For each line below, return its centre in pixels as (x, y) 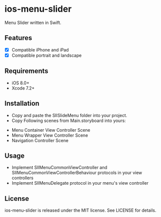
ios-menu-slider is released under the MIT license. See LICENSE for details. (80, 210)
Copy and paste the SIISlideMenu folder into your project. (69, 115)
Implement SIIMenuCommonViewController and (60, 168)
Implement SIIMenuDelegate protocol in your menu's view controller (80, 183)
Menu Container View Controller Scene (51, 130)
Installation (22, 104)
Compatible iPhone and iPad (40, 49)
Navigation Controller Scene (40, 140)
